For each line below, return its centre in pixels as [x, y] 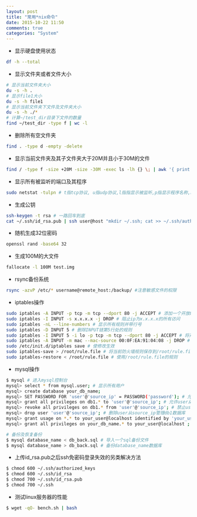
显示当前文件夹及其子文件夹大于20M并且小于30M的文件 [82, 158]
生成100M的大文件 [37, 256]
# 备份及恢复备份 [24, 434]
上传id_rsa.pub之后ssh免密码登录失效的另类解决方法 [78, 457]
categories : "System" [33, 33]
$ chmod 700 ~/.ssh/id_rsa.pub [44, 479]
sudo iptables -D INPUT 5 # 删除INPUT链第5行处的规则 [69, 330]
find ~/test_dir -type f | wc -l [47, 123]
